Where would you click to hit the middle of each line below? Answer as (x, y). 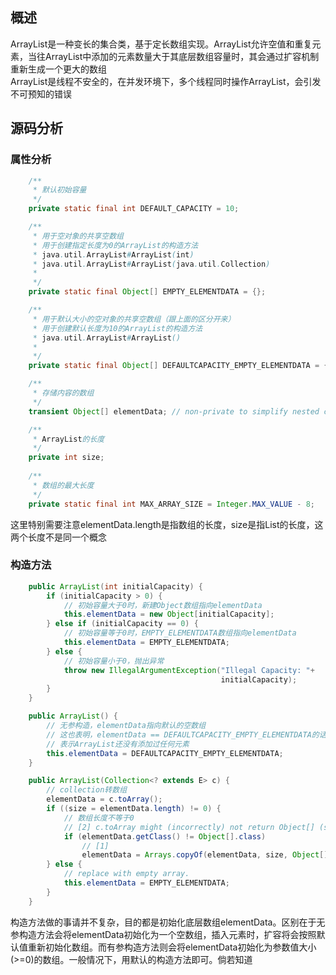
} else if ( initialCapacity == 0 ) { (122, 624)
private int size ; (66, 458)
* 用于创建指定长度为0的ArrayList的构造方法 (115, 245)
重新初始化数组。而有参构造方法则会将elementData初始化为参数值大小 (172, 947)
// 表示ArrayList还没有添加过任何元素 (118, 744)
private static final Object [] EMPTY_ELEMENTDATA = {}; (147, 292)
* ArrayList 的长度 (68, 439)
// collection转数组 (87, 790)
